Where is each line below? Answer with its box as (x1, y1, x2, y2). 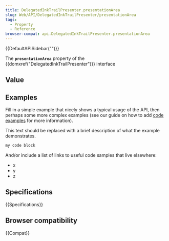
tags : (5, 17, 17, 22)
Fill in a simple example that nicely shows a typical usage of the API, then (5, 107, 160, 113)
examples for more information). (5, 117, 73, 124)
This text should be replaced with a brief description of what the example (5, 128, 160, 134)
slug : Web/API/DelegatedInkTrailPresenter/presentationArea (5, 12, 137, 17)
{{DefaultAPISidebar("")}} (5, 46, 59, 51)
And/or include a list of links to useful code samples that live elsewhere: (5, 152, 157, 158)
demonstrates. (5, 133, 36, 139)
